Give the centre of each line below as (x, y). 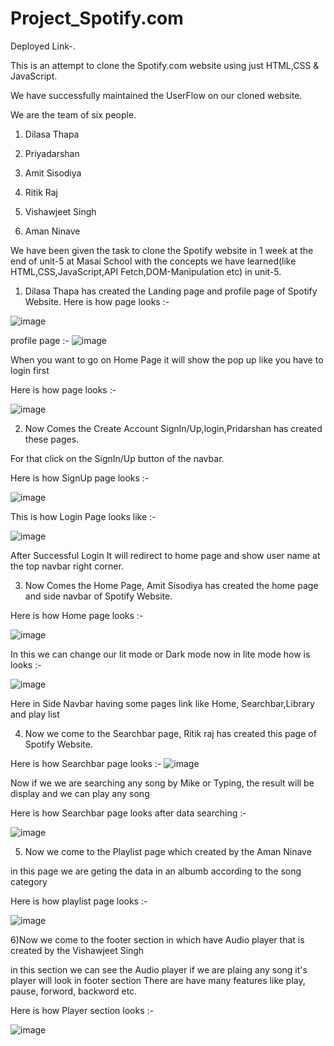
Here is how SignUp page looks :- (80, 478)
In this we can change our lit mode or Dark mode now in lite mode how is (160, 654)
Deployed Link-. (43, 46)
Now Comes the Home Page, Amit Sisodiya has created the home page (171, 585)
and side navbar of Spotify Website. (98, 596)
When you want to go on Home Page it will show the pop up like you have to (167, 359)
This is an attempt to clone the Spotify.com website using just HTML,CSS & (165, 65)
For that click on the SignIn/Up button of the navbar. (117, 458)
